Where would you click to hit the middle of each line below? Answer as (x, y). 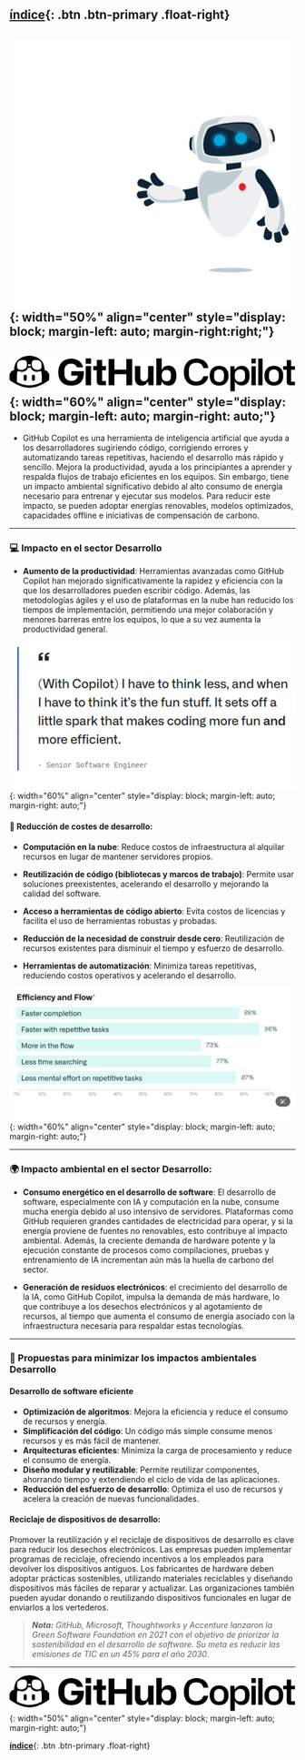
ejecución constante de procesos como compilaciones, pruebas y (146, 1250)
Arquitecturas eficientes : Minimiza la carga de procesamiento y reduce (157, 1450)
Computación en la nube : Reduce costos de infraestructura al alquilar (153, 846)
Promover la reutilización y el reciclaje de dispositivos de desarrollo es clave (152, 1539)
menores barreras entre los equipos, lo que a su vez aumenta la (142, 620)
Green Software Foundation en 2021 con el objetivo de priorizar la (155, 1634)
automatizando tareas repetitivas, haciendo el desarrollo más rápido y (153, 457)
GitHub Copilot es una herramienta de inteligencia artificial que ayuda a (156, 438)
